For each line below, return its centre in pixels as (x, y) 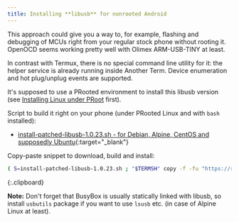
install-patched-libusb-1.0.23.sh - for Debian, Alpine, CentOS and (113, 134)
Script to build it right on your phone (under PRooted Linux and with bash (114, 113)
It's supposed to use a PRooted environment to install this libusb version (113, 91)
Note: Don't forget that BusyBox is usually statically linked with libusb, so (115, 196)
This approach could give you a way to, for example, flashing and (103, 34)
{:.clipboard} (26, 182)
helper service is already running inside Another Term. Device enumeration (117, 70)
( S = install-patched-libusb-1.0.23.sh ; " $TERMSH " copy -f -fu (103, 168)
